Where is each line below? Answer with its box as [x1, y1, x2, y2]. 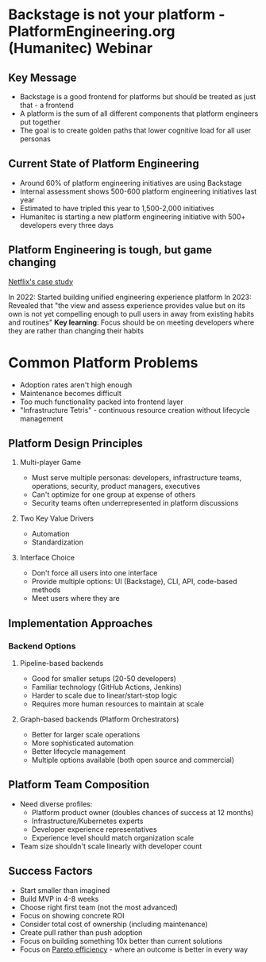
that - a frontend [19, 101, 74, 110]
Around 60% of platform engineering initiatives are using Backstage [19, 178, 242, 187]
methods [31, 585, 61, 595]
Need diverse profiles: [19, 799, 93, 809]
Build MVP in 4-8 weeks [19, 894, 99, 903]
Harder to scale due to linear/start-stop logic [31, 691, 177, 700]
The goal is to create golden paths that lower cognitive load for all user [19, 125, 252, 135]
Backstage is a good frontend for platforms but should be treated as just [19, 92, 256, 101]
